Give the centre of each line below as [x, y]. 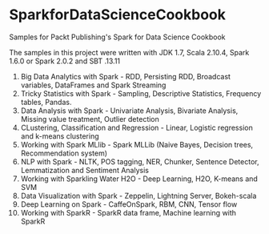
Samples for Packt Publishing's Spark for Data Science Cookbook [118, 37]
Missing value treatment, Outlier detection [90, 119]
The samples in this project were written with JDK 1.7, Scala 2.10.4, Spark [129, 52]
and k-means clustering [60, 136]
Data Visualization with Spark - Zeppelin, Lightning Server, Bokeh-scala [139, 196]
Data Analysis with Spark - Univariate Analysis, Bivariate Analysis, [129, 111]
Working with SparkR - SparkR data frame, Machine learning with [128, 212]
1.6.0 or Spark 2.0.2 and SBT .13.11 [65, 61]
